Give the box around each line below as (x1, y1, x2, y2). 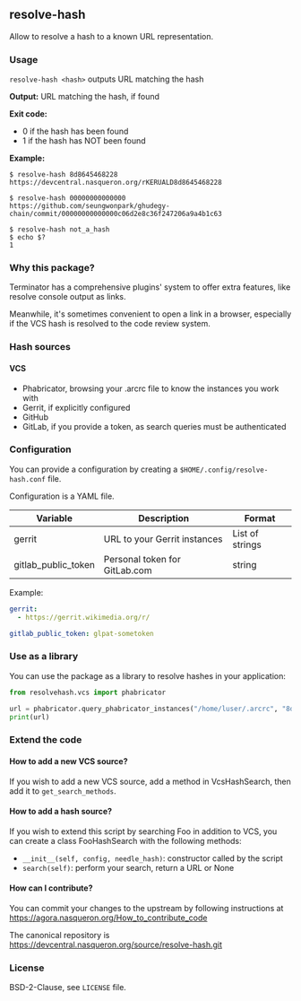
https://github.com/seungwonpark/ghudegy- (9, 202, 170, 211)
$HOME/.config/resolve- (179, 466, 269, 474)
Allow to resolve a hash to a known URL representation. (9, 30, 214, 41)
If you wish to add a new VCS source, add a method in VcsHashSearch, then (9, 776, 291, 787)
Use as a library (9, 650, 79, 663)
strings (232, 538, 262, 551)
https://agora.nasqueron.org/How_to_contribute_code (9, 912, 208, 923)
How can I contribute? (9, 883, 93, 893)
